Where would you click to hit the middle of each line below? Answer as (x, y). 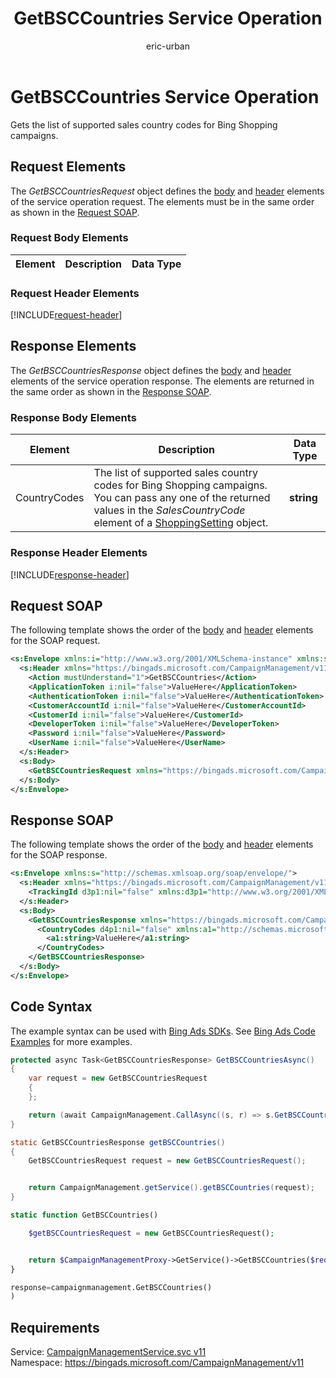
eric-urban (167, 46)
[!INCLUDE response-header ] (70, 574)
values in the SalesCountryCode (169, 510)
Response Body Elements (73, 417)
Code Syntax (51, 1007)
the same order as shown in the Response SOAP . (111, 391)
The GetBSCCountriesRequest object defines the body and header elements (167, 191)
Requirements (55, 1327)
